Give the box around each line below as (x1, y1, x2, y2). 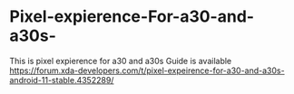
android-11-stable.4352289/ (9, 74, 114, 85)
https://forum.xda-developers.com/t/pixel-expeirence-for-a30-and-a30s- (9, 65, 285, 76)
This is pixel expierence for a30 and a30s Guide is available (9, 55, 232, 66)
